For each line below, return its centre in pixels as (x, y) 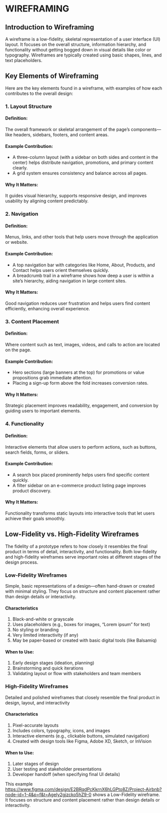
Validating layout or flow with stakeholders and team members (77, 674)
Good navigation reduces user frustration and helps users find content (78, 303)
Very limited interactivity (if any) (45, 635)
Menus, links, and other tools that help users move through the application (82, 237)
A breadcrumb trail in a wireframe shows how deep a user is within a (83, 275)
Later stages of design (35, 764)
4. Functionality (24, 424)
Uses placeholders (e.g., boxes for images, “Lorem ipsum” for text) (81, 625)
